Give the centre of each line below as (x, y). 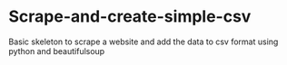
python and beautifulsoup (57, 51)
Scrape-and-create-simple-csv (130, 17)
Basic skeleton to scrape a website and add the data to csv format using (143, 42)
